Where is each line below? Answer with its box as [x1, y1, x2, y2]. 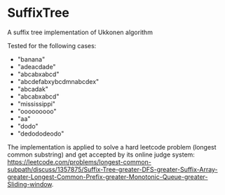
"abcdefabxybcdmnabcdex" [17, 77, 100, 85]
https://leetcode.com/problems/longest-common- [7, 157, 152, 166]
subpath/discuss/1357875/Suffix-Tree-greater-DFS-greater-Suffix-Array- [7, 165, 219, 173]
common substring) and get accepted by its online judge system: [7, 150, 195, 159]
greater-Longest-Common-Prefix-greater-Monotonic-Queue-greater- [7, 173, 208, 181]
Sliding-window [7, 180, 53, 188]
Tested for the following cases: [7, 41, 97, 50]
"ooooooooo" [17, 107, 57, 115]
